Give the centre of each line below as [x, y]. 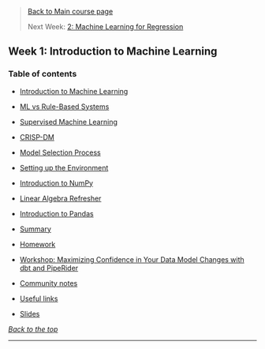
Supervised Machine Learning [69, 122]
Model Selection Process [60, 152]
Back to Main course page [70, 11]
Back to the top [33, 329]
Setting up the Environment [64, 167]
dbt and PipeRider [49, 268]
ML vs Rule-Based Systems [64, 107]
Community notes [49, 283]
